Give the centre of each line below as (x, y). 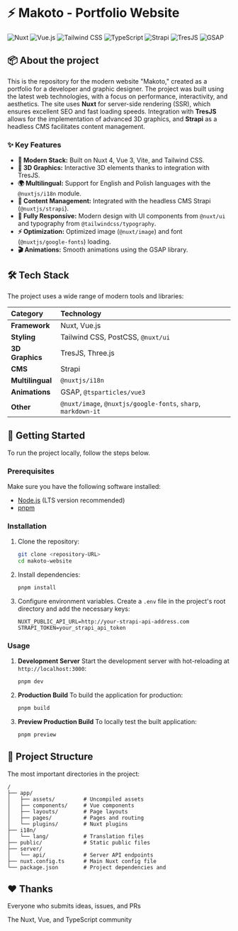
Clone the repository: (49, 541)
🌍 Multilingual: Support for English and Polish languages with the (114, 184)
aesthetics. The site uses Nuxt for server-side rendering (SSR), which (109, 103)
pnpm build (34, 709)
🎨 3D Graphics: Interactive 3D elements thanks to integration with (114, 168)
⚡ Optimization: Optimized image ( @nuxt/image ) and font (100, 232)
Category (27, 313)
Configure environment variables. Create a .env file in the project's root (121, 601)
